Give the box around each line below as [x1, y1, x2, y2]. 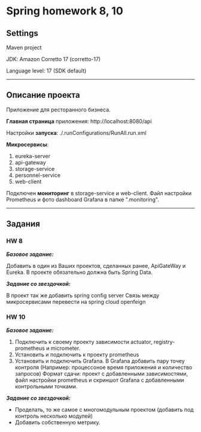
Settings [6, 28, 39, 38]
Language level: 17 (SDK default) [6, 67, 87, 74]
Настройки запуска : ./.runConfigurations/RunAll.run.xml [6, 129, 147, 136]
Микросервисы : [6, 141, 49, 148]
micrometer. [50, 345, 81, 352]
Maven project [6, 44, 42, 51]
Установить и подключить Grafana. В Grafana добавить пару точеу [14, 357, 185, 364]
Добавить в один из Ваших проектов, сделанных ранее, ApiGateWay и [6, 262, 186, 269]
